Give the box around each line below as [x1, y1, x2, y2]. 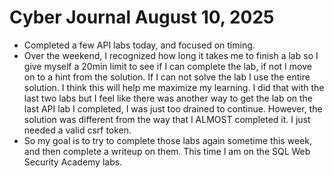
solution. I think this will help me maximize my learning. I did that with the [23, 81, 325, 93]
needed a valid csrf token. [23, 124, 132, 136]
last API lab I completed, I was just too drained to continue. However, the [23, 102, 323, 115]
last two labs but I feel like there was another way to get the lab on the [23, 92, 314, 104]
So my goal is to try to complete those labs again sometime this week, [23, 134, 312, 146]
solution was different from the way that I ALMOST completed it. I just [23, 113, 311, 125]
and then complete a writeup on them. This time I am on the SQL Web [23, 145, 311, 157]
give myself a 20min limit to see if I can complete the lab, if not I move [23, 60, 312, 72]
